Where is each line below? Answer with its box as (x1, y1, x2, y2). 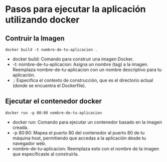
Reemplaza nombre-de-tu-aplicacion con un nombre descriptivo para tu (12, 66, 162, 72)
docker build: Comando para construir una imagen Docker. (12, 56, 134, 62)
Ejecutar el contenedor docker (5, 97, 102, 105)
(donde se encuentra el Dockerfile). (12, 82, 86, 88)
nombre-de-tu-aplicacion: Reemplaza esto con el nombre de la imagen (12, 145, 159, 151)
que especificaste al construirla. (12, 151, 79, 157)
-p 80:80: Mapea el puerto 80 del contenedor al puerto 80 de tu (12, 129, 145, 135)
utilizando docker (5, 14, 80, 25)
